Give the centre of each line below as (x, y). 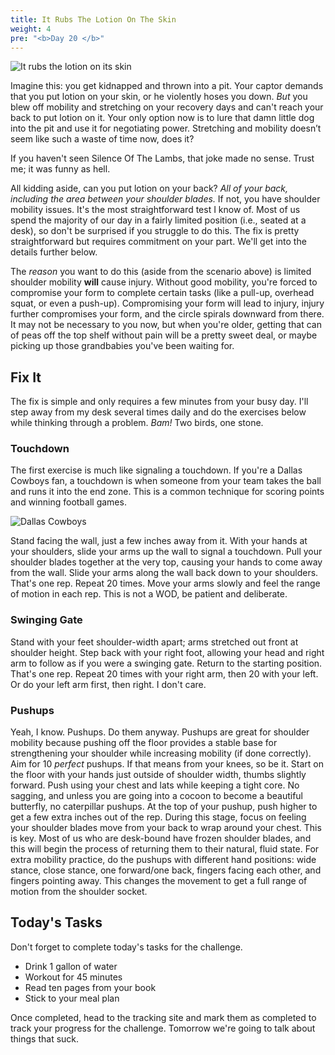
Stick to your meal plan (72, 998)
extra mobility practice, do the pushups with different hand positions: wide (163, 860)
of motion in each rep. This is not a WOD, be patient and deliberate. (149, 594)
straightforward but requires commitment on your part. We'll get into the (158, 242)
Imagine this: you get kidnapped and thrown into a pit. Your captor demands (167, 86)
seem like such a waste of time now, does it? (102, 139)
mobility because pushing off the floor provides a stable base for (144, 743)
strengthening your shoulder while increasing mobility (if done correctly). (161, 753)
